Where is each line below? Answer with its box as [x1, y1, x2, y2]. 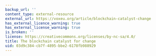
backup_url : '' [5, 7, 37, 12]
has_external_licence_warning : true [5, 20, 80, 26]
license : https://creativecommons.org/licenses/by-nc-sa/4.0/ [5, 35, 136, 39]
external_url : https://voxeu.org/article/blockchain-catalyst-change [5, 16, 152, 21]
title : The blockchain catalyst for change [5, 39, 96, 44]
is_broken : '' [5, 30, 35, 35]
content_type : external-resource [5, 12, 74, 17]
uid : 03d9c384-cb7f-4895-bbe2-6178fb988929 [5, 43, 96, 48]
